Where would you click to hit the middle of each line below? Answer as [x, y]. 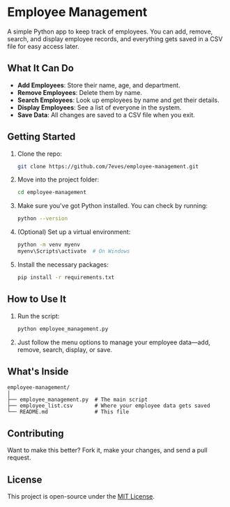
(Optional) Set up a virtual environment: [74, 232]
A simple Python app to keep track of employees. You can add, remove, [110, 31]
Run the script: [38, 316]
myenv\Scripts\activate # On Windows [74, 251]
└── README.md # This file [68, 412]
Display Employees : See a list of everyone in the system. [99, 107]
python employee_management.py [63, 329]
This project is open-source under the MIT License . [81, 496]
